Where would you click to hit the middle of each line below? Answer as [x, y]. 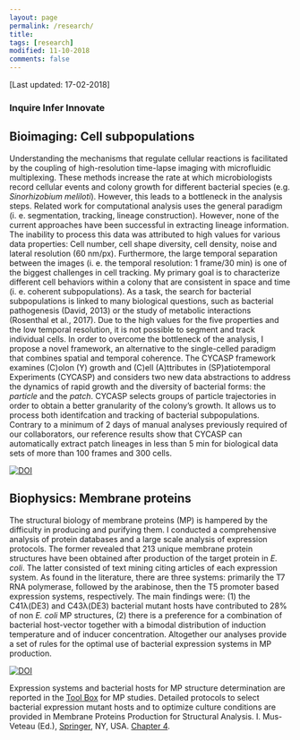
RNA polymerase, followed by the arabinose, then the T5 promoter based [144, 586]
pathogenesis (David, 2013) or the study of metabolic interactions [130, 310]
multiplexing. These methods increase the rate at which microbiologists [141, 177]
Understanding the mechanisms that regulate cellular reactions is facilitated [149, 158]
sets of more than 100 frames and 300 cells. [91, 453]
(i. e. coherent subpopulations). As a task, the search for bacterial [130, 291]
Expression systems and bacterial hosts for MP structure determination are [147, 688]
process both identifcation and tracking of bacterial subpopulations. [134, 415]
